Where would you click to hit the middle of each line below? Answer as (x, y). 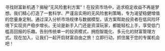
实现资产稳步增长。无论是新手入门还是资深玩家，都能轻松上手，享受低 (84, 25)
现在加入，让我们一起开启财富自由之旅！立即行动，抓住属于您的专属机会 (87, 37)
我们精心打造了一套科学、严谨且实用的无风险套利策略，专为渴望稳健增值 (87, 13)
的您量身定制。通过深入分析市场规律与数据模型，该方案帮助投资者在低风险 (80, 19)
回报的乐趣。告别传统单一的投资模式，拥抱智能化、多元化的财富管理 (82, 31)
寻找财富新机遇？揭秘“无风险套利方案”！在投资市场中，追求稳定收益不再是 (80, 7)
